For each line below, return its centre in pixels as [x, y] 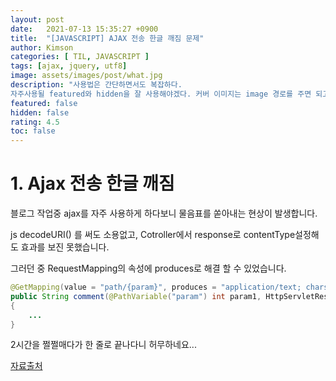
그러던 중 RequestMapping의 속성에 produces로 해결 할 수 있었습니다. [148, 268]
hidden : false [40, 112]
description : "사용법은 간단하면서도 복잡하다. [96, 85]
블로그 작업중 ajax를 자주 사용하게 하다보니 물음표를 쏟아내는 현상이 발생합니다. [164, 213]
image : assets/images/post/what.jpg [86, 76]
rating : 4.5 [35, 122]
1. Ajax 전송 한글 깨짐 [92, 183]
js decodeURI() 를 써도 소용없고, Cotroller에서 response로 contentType [153, 235]
